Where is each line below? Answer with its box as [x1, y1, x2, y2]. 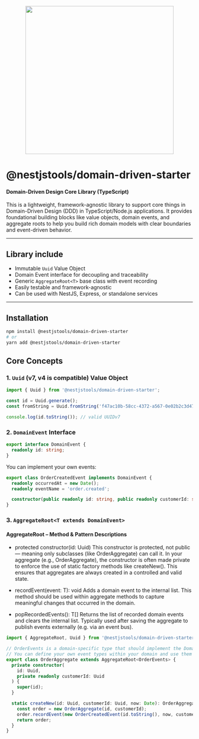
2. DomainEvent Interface [6, 428, 76, 436]
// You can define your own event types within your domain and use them [6, 651, 192, 657]
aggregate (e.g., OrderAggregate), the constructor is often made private [14, 556, 191, 564]
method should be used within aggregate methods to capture [14, 593, 165, 600]
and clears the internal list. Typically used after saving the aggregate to [14, 617, 188, 625]
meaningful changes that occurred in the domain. [14, 599, 136, 607]
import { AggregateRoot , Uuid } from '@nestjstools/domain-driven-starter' [6, 635, 197, 641]
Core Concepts [6, 356, 63, 366]
